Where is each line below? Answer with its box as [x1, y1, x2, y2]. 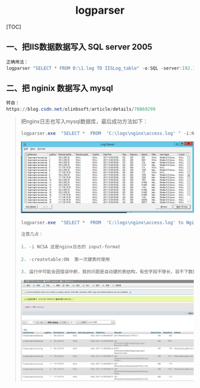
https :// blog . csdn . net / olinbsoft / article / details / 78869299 [6, 107, 156, 112]
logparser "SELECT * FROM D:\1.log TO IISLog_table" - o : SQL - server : [6, 65, 183, 71]
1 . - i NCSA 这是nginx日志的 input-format [20, 243, 121, 250]
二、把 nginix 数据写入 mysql [6, 83, 114, 93]
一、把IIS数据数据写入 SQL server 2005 [6, 42, 153, 52]
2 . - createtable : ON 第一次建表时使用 [20, 256, 110, 262]
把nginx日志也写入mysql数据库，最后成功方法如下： [20, 118, 149, 125]
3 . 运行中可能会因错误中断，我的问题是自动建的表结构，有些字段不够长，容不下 [20, 269, 189, 275]
